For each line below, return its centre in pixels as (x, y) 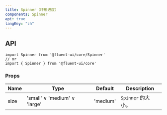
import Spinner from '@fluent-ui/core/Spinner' (55, 55)
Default (105, 88)
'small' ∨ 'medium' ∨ (51, 98)
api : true (15, 19)
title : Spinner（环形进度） (32, 10)
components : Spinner (27, 14)
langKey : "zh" (20, 23)
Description (140, 88)
